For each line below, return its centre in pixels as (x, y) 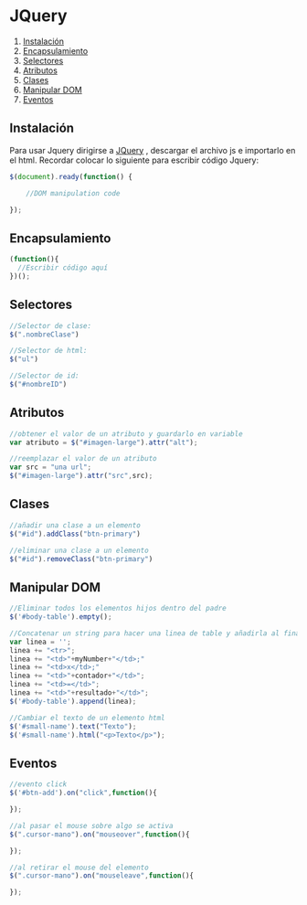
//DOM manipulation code (73, 193)
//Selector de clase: (51, 325)
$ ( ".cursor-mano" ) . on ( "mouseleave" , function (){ (102, 876)
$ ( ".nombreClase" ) (44, 335)
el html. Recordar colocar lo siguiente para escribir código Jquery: (134, 160)
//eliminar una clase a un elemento (79, 550)
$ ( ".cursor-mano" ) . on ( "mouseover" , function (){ (100, 834)
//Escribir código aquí (63, 268)
